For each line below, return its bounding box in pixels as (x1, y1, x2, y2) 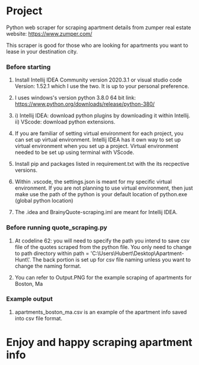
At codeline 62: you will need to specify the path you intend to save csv (14, 237, 190, 244)
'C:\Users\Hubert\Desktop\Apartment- (90, 250, 184, 257)
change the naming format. (14, 262, 81, 269)
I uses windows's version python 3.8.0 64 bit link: (14, 94, 136, 102)
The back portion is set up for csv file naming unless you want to (32, 256, 191, 263)
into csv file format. (14, 314, 62, 322)
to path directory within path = (14, 250, 90, 257)
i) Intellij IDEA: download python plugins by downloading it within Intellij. (14, 112, 191, 119)
